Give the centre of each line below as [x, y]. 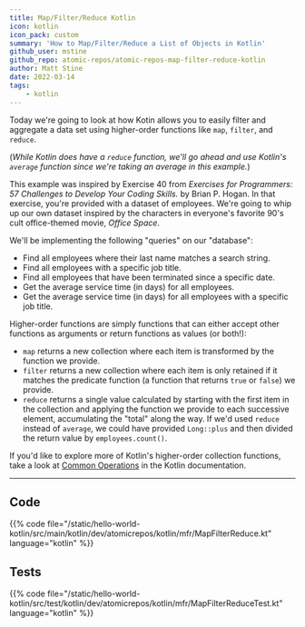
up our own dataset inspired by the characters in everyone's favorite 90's [147, 213]
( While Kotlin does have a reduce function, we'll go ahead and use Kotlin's [148, 156]
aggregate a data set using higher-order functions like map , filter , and [142, 129]
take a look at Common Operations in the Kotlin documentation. [128, 465]
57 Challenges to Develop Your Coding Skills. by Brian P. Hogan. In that [143, 194]
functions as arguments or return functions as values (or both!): [128, 333]
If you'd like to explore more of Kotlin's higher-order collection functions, [145, 455]
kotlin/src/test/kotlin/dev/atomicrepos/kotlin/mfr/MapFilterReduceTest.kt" [146, 603]
